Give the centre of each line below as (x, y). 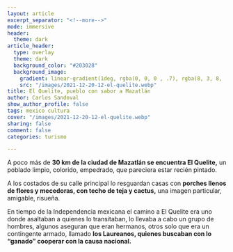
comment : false (29, 130)
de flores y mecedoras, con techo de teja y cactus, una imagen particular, (114, 191)
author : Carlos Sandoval (43, 98)
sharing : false (29, 124)
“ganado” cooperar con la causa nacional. (70, 242)
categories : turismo (37, 136)
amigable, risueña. (34, 198)
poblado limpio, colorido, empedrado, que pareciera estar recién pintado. (112, 170)
